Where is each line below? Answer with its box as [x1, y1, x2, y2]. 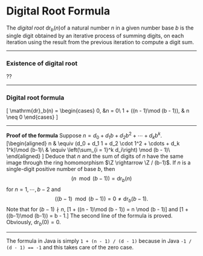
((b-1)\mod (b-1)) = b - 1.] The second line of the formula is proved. [6, 212, 173, 219]
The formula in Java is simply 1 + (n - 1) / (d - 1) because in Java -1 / [6, 237, 192, 245]
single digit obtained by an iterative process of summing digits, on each [6, 32, 184, 39]
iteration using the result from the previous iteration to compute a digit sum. [6, 38, 195, 46]
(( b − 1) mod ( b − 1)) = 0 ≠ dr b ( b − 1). [54, 195, 149, 204]
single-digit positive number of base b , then [6, 165, 115, 172]
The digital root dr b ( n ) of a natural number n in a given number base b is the [6, 24, 194, 33]
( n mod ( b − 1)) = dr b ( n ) [71, 175, 132, 183]
